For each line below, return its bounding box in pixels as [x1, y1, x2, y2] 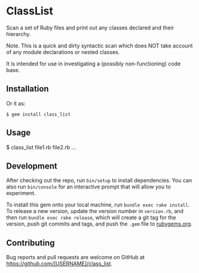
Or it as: [6, 100, 26, 107]
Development [6, 161, 58, 171]
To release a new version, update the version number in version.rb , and [6, 208, 184, 215]
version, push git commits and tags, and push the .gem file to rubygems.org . [6, 220, 193, 227]
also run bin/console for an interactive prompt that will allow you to [6, 183, 172, 190]
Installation [6, 84, 49, 94]
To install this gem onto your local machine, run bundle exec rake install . [6, 201, 190, 208]
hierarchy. [6, 30, 31, 37]
